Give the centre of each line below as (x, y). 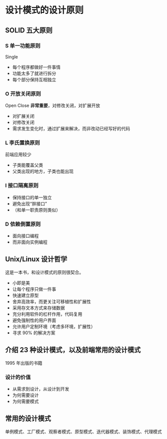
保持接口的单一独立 (32, 197)
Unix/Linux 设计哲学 (36, 259)
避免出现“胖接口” (30, 204)
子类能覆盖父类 (28, 165)
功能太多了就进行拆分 (34, 73)
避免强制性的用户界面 (34, 320)
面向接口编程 (25, 236)
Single (12, 57)
